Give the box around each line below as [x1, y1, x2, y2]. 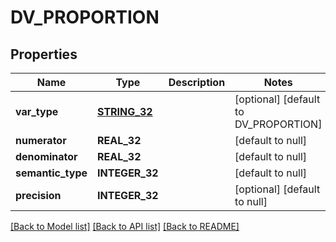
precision [15, 189, 62, 202]
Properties [10, 46, 78, 63]
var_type [15, 105, 59, 118]
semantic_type [15, 166, 88, 180]
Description [168, 76, 226, 89]
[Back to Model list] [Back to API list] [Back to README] [10, 221, 240, 232]
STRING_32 [97, 105, 153, 118]
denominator [15, 150, 78, 163]
